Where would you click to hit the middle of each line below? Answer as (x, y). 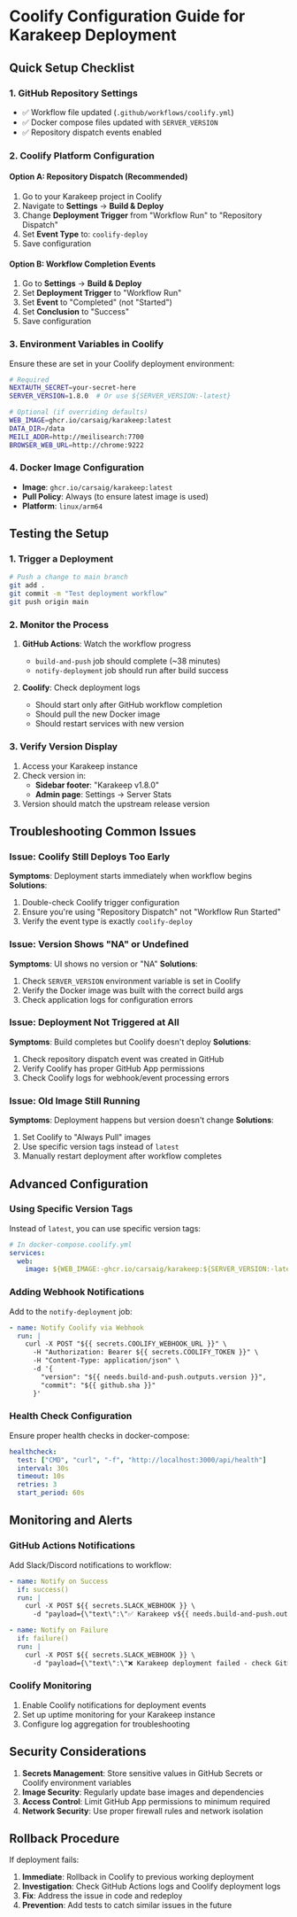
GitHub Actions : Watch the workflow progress (107, 644)
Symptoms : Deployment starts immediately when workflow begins (131, 876)
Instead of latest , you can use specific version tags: (105, 1228)
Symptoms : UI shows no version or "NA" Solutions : (104, 964)
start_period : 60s (51, 1493)
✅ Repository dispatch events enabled (91, 132)
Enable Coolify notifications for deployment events (114, 1705)
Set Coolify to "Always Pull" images (86, 1137)
